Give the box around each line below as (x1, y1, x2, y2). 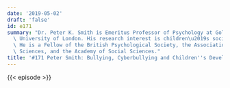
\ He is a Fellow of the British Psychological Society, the (13, 42, 192, 48)
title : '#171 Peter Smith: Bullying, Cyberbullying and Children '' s (7, 55, 207, 61)
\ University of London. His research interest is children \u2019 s (13, 35, 210, 42)
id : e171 (7, 23, 32, 29)
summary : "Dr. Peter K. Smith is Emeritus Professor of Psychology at (7, 29, 213, 36)
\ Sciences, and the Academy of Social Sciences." (13, 48, 161, 55)
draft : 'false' (7, 16, 51, 23)
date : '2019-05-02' (7, 10, 63, 17)
